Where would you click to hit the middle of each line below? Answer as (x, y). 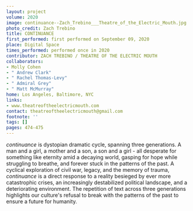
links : (14, 100)
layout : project (26, 12)
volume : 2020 (22, 17)
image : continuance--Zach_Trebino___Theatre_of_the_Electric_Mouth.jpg (96, 23)
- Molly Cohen (24, 67)
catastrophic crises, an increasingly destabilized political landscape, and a (97, 182)
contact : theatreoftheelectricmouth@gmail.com (65, 111)
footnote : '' (22, 116)
